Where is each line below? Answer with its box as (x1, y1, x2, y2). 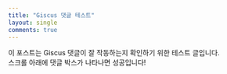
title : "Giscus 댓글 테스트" (8, 11, 95, 19)
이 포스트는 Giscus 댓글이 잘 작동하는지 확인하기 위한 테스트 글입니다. (8, 48, 221, 58)
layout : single (8, 19, 58, 26)
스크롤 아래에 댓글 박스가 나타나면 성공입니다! (8, 58, 146, 67)
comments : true (8, 26, 58, 33)
